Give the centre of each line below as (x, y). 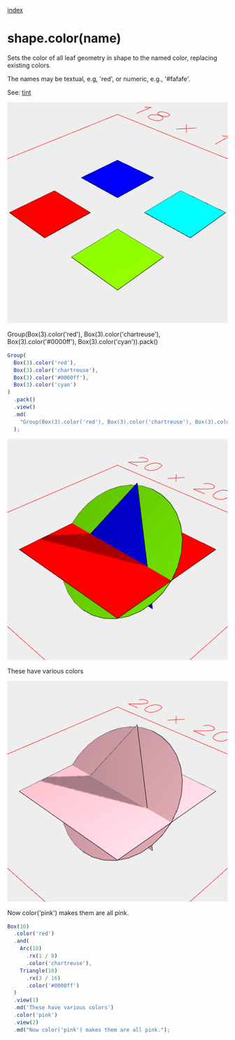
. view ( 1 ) (26, 1000)
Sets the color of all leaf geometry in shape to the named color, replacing (112, 57)
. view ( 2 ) (26, 1022)
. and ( (22, 941)
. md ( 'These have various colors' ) (64, 1008)
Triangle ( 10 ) (39, 971)
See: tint (19, 92)
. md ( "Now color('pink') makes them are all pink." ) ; (92, 1029)
